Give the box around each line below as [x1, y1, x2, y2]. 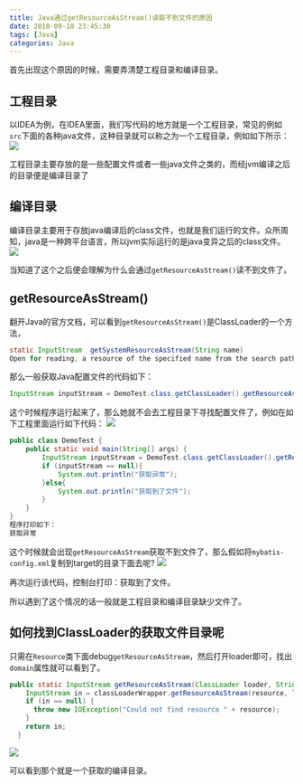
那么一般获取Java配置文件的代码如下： [9, 372, 154, 383]
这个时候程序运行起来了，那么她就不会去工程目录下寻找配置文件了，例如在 [9, 407, 286, 418]
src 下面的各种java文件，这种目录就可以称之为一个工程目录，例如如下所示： [9, 130, 290, 141]
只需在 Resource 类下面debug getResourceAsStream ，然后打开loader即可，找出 [9, 650, 293, 661]
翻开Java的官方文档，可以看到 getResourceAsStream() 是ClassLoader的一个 [9, 316, 286, 326]
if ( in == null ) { [25, 697, 95, 706]
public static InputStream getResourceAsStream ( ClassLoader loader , [9, 680, 272, 689]
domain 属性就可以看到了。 [9, 662, 106, 673]
